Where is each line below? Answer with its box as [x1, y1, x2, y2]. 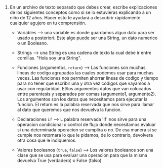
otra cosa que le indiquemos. [17, 137, 77, 143]
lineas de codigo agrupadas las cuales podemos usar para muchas [17, 70, 154, 76]
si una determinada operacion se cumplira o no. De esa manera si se [17, 127, 157, 133]
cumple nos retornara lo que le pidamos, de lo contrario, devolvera [17, 132, 153, 138]
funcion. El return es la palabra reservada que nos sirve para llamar [17, 102, 154, 107]
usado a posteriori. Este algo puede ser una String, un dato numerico [17, 35, 158, 41]
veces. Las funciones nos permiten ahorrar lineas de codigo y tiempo [17, 75, 159, 81]
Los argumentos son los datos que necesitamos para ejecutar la [17, 96, 148, 102]
